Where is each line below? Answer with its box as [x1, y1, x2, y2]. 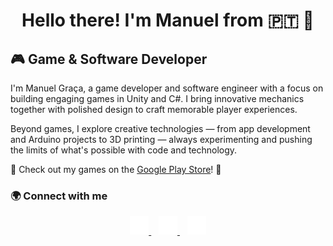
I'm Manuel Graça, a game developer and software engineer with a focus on [10, 82, 324, 94]
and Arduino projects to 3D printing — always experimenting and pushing [10, 134, 313, 145]
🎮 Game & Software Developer [10, 50, 208, 68]
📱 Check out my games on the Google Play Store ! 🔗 [10, 164, 222, 175]
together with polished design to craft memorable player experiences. [10, 104, 298, 115]
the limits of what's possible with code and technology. [10, 144, 238, 156]
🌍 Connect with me [10, 189, 108, 203]
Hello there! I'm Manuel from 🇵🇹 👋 [21, 9, 315, 32]
